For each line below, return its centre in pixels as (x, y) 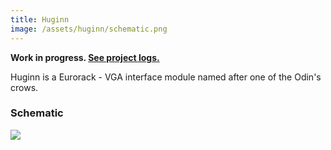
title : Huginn (40, 19)
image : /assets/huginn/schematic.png (89, 29)
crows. (24, 87)
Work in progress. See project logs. (85, 57)
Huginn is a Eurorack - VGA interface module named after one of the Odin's (166, 77)
